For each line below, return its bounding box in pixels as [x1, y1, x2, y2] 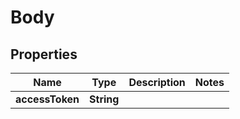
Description [128, 76, 186, 89]
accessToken [15, 92, 80, 106]
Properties [10, 46, 78, 63]
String [89, 92, 120, 106]
